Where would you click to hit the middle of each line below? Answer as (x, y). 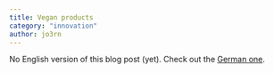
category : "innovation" (54, 26)
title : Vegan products (51, 17)
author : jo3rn (36, 34)
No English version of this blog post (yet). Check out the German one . (137, 60)
